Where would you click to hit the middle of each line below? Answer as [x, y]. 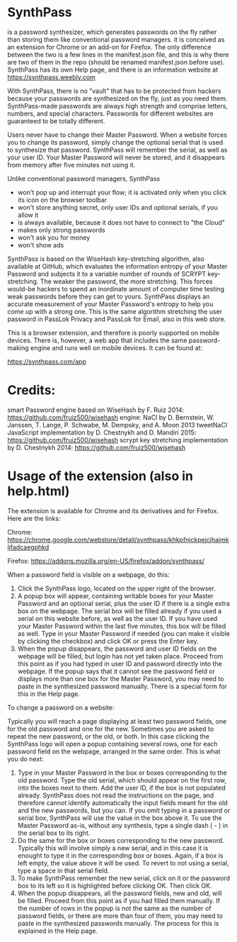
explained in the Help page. [57, 931]
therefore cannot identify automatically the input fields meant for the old [122, 802]
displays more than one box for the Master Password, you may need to [121, 678]
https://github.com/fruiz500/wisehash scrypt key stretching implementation [118, 439]
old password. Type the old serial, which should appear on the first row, [122, 780]
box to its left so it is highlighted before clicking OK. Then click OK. [115, 885]
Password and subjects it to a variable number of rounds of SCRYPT [107, 274]
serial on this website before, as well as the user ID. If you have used [117, 618]
